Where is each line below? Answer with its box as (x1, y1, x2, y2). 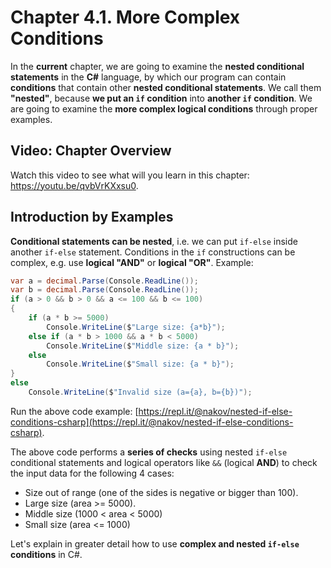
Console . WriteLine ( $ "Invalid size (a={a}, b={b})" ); (28, 387, 253, 398)
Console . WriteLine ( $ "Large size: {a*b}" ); (46, 322, 226, 332)
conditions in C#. (10, 548, 83, 560)
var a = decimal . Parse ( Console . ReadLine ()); (10, 276, 199, 286)
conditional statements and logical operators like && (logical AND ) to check (10, 456, 318, 468)
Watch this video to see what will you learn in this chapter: (10, 169, 250, 181)
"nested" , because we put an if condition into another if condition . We (10, 92, 313, 104)
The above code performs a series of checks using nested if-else (10, 446, 288, 458)
